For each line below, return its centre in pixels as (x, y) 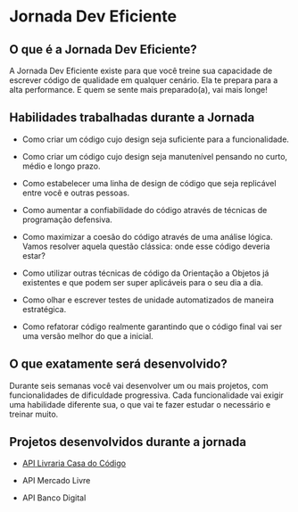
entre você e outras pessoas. (76, 193)
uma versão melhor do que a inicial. (87, 335)
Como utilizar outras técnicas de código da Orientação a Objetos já (145, 273)
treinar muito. (34, 414)
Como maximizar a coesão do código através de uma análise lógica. (148, 236)
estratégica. (44, 309)
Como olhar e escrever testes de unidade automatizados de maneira (148, 300)
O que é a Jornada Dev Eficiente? (103, 50)
